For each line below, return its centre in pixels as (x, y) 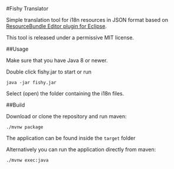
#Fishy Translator (27, 9)
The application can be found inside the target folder (71, 138)
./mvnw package (25, 127)
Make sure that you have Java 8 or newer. (57, 60)
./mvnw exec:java (27, 160)
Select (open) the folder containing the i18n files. (65, 93)
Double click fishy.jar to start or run (49, 72)
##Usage (17, 49)
